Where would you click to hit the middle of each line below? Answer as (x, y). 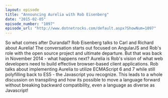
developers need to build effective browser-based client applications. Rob (82, 64)
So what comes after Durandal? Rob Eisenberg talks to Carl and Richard (79, 42)
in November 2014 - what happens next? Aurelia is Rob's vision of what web (84, 58)
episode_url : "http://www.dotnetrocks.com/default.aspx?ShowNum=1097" (81, 28)
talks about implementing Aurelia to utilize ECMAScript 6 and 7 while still (80, 69)
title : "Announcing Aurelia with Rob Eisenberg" (57, 14)
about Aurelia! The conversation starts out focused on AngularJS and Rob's (83, 48)
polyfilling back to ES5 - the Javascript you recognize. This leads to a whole (84, 74)
